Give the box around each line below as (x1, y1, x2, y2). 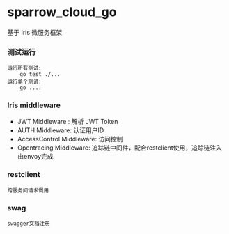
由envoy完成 (17, 152, 54, 160)
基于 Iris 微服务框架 (7, 28, 63, 36)
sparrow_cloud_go (7, 4, 117, 20)
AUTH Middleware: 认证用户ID (17, 126, 104, 134)
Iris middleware (7, 100, 61, 110)
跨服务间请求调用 (7, 187, 49, 194)
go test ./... (19, 71, 61, 78)
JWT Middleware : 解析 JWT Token (17, 117, 118, 125)
